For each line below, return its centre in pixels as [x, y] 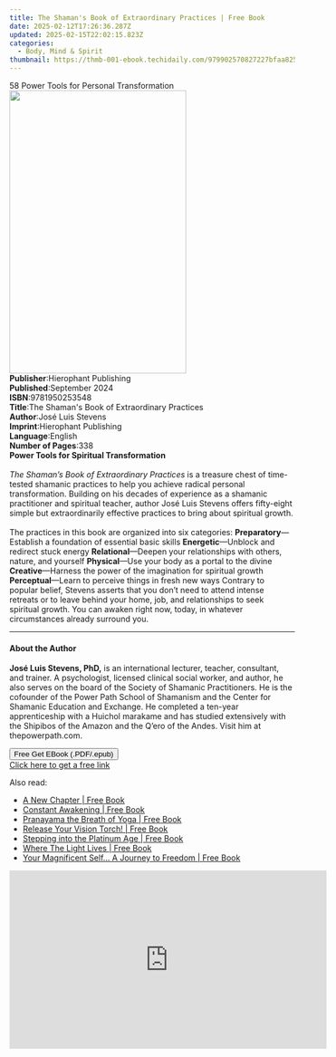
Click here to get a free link [60, 765]
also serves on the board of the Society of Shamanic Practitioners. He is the [151, 687]
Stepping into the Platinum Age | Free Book [103, 839]
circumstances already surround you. [79, 619]
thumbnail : [30, 60]
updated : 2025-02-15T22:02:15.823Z [77, 34]
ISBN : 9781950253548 [51, 398]
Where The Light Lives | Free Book [87, 849]
